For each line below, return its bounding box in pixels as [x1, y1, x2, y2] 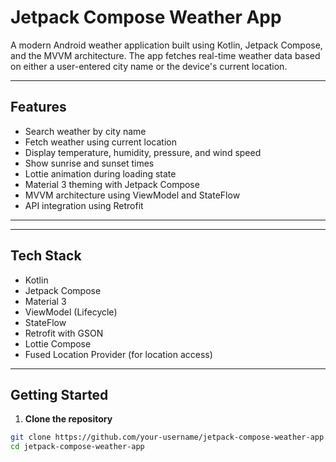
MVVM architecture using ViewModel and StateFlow [24, 189, 241, 201]
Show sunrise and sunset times [24, 157, 155, 169]
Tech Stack [10, 247, 82, 265]
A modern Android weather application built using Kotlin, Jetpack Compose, [10, 39, 323, 51]
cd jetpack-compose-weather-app [10, 442, 145, 452]
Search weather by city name [24, 125, 147, 137]
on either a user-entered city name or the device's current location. [10, 60, 288, 72]
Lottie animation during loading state [24, 167, 177, 180]
